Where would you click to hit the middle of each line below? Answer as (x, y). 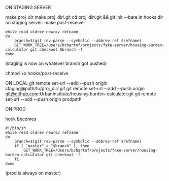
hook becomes (21, 119)
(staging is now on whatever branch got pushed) (56, 63)
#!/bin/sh (16, 128)
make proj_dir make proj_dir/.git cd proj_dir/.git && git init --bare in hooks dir (84, 17)
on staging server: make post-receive (44, 23)
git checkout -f (63, 155)
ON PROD (15, 109)
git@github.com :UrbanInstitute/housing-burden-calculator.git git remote (81, 94)
